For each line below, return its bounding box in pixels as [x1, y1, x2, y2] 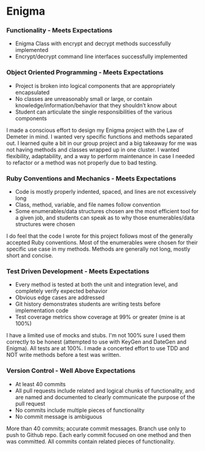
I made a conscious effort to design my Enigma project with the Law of [6, 127, 184, 134]
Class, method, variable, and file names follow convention [15, 201, 160, 208]
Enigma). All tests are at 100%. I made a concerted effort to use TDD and [6, 345, 189, 352]
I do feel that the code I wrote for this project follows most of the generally [6, 232, 193, 240]
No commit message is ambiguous [15, 413, 103, 420]
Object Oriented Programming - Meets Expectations [6, 68, 164, 77]
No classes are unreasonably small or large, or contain [15, 95, 153, 102]
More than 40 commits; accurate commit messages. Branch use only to [6, 425, 186, 432]
